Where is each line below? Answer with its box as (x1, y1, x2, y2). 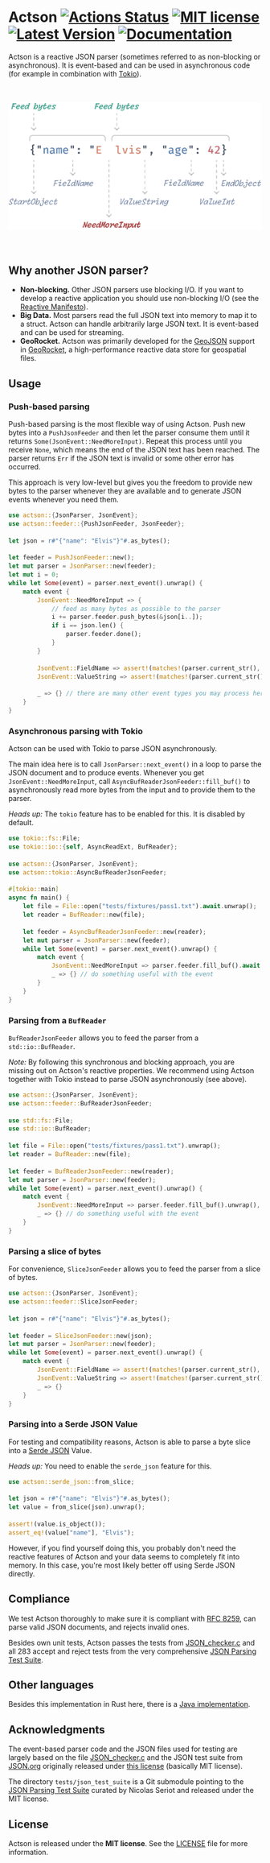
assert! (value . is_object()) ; (8, 1520, 106, 1529)
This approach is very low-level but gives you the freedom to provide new (8, 477, 253, 487)
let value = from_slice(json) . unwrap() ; (8, 1503, 146, 1511)
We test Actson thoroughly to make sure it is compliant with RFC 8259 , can (8, 1613, 256, 1623)
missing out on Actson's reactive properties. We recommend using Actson (8, 1065, 255, 1075)
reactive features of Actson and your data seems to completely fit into (8, 1551, 240, 1561)
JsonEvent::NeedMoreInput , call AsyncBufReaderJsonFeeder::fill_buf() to (8, 777, 251, 787)
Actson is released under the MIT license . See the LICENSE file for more (8, 1839, 248, 1849)
